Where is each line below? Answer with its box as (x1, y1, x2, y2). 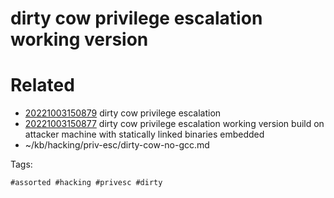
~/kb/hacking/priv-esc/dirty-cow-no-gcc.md (24, 139, 210, 151)
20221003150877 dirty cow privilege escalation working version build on (24, 118, 325, 130)
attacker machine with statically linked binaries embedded (24, 128, 265, 141)
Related (10, 74, 75, 97)
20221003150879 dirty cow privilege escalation (24, 107, 222, 119)
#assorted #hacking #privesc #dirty (10, 178, 163, 188)
